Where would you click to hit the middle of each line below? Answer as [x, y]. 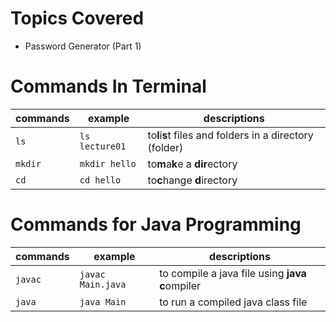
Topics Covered [77, 18]
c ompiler [180, 285]
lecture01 [103, 146]
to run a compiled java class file [233, 302]
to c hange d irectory [192, 180]
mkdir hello [108, 163]
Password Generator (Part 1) [83, 46]
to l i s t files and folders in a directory [230, 135]
